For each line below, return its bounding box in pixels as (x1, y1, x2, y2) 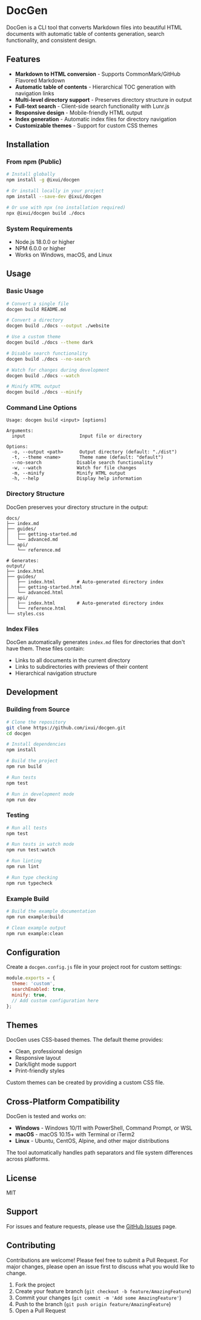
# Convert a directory (6, 317, 64, 323)
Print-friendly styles (15, 1067, 65, 1074)
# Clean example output (6, 925, 67, 931)
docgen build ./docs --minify (6, 389, 83, 395)
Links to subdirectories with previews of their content (15, 663, 148, 671)
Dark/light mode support (15, 1060, 77, 1068)
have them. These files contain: (6, 645, 85, 652)
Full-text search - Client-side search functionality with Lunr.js (15, 102, 170, 110)
